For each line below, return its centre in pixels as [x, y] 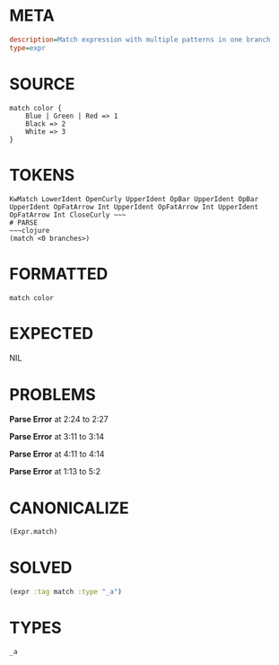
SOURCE [42, 84]
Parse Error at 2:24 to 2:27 [59, 420]
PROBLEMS [52, 394]
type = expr [28, 48]
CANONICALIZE [70, 508]
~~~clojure [30, 230]
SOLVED [41, 568]
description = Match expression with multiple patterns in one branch [140, 40]
